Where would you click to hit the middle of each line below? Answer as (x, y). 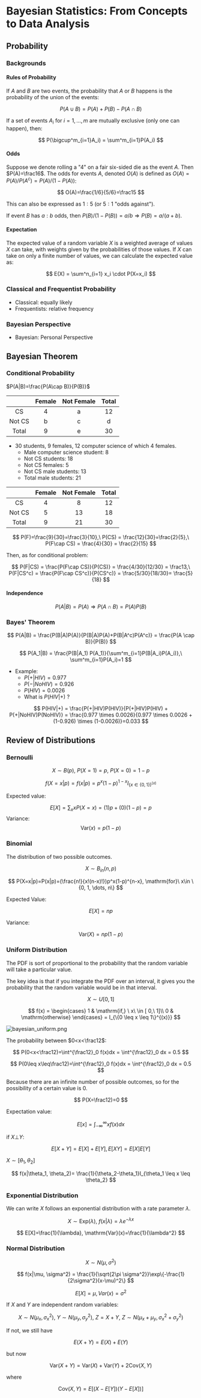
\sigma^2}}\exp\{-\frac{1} (153, 1274)
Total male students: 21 (52, 478)
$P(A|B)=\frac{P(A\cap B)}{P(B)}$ (48, 386)
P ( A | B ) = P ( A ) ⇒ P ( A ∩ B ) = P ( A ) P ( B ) (101, 607)
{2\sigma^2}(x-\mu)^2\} (97, 1280)
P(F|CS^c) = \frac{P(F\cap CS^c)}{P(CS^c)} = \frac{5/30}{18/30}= (90, 573)
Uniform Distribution (37, 950)
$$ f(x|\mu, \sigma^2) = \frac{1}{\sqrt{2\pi (69, 1274)
